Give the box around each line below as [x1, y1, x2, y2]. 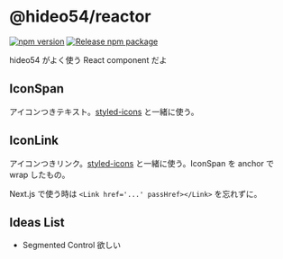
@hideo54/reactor [9, 6, 151, 27]
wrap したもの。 [9, 169, 70, 180]
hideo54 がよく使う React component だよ [9, 54, 168, 65]
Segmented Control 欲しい [22, 240, 122, 251]
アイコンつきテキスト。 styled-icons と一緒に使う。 [9, 106, 199, 117]
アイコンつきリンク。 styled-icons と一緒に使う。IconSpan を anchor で [9, 157, 275, 168]
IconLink [9, 133, 59, 148]
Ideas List [9, 214, 65, 230]
